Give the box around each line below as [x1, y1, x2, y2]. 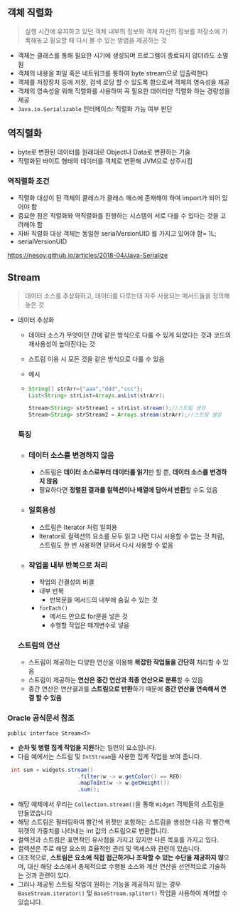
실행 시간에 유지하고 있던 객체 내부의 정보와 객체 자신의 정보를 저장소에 [24, 27, 220, 36]
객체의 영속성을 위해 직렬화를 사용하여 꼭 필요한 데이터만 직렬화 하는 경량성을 [17, 86, 231, 95]
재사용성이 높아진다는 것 [28, 339, 96, 348]
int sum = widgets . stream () [10, 766, 94, 773]
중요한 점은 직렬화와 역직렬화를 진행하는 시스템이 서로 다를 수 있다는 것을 [17, 211, 219, 219]
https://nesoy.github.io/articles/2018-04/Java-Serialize [7, 251, 168, 259]
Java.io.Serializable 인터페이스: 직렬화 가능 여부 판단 [17, 104, 173, 113]
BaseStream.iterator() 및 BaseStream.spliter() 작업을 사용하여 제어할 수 [17, 889, 228, 897]
